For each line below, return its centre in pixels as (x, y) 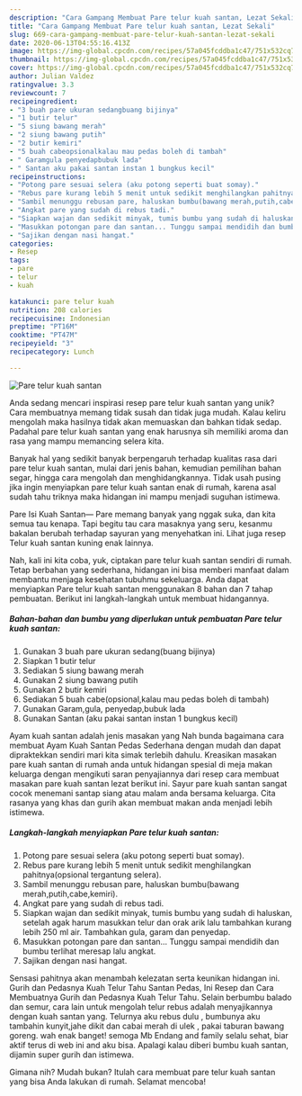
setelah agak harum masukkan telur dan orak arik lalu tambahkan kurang (157, 922)
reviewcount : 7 (38, 93)
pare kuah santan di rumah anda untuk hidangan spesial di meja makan (141, 764)
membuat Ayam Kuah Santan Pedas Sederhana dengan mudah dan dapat (145, 745)
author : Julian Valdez (52, 76)
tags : (19, 261)
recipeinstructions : (48, 176)
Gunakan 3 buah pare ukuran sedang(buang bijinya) (119, 651)
